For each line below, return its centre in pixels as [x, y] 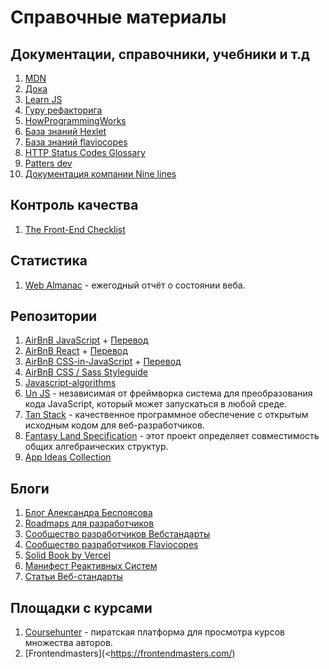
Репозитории [54, 316]
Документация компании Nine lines [100, 174]
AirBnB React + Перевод [76, 351]
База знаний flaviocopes [76, 142]
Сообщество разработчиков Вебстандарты [117, 534]
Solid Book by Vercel [67, 555]
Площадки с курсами [81, 607]
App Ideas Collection [68, 457]
